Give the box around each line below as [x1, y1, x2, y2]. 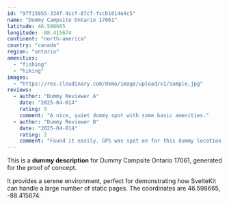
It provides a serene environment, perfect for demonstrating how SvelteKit [7, 177, 217, 185]
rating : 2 [19, 131, 48, 138]
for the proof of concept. [7, 164, 77, 172]
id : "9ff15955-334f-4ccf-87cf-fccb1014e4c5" [7, 10, 136, 17]
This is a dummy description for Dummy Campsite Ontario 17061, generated [7, 156, 222, 165]
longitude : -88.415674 [7, 29, 72, 36]
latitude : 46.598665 [7, 23, 66, 29]
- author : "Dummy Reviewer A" [13, 93, 99, 100]
